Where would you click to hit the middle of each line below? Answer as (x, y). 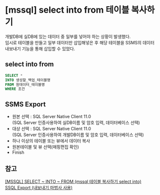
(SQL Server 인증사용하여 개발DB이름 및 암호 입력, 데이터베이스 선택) (78, 135)
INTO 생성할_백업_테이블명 (28, 80)
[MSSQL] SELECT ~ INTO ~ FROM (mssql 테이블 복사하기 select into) (73, 181)
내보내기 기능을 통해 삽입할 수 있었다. (40, 49)
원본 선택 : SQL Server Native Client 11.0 (52, 117)
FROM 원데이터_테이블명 (25, 85)
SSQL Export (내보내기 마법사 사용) (39, 187)
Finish (18, 152)
